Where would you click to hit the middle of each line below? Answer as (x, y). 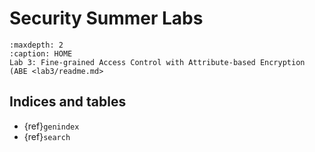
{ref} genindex (51, 126)
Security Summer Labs (106, 18)
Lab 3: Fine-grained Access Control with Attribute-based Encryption (157, 62)
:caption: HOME (41, 53)
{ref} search (47, 136)
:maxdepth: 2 (36, 45)
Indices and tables (68, 102)
